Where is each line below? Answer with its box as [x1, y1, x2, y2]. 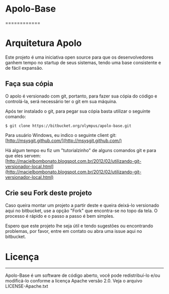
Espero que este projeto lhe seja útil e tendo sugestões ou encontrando [5, 223, 153, 229]
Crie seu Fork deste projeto [5, 189, 92, 198]
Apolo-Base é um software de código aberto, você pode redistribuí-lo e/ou [5, 272, 160, 278]
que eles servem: [5, 153, 41, 159]
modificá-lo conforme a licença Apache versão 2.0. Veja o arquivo [5, 278, 142, 284]
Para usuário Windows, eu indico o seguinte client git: [5, 132, 117, 138]
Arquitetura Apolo [5, 37, 82, 49]
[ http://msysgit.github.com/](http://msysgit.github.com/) [5, 137, 122, 143]
